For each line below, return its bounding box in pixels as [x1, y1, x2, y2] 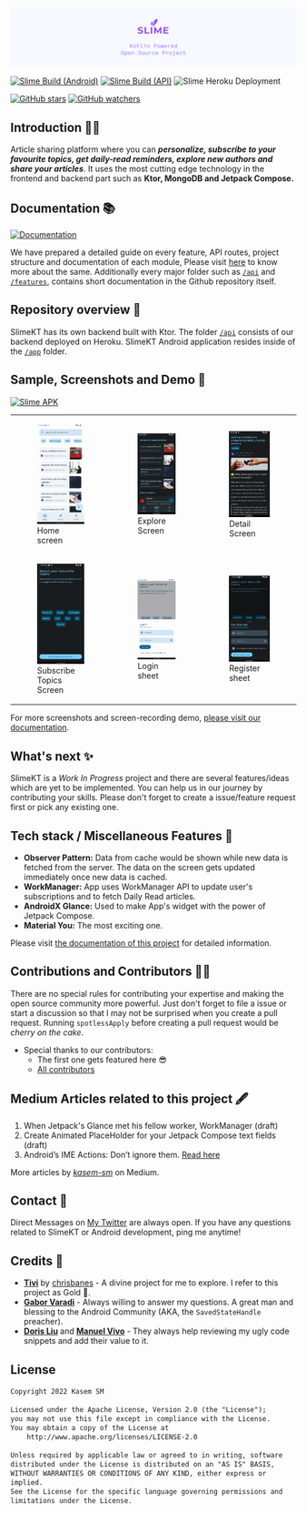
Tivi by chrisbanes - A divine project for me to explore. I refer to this [23, 1277, 279, 1288]
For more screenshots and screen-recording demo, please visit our [10, 713, 262, 724]
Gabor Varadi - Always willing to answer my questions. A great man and [23, 1296, 294, 1308]
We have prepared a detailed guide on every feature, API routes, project [10, 247, 280, 258]
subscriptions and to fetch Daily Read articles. [23, 890, 196, 901]
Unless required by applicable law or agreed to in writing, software [10, 1451, 283, 1460]
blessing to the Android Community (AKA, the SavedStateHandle [23, 1306, 262, 1317]
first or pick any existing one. [10, 802, 119, 813]
